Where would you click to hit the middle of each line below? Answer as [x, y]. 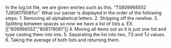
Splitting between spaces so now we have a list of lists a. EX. [70, 23]
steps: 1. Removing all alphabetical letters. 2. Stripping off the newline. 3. [82, 18]
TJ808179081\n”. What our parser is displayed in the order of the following [84, 13]
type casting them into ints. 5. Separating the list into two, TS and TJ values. [85, 34]
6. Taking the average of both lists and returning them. [63, 40]
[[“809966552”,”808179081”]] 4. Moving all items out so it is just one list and [86, 29]
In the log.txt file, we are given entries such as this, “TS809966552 [76, 7]
